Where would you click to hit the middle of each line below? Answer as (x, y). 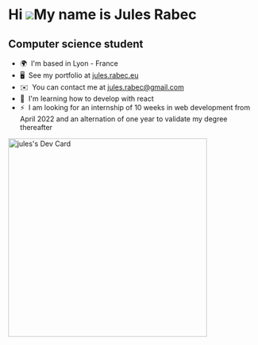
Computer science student (76, 44)
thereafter (36, 127)
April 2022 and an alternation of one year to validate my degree (123, 119)
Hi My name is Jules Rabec (102, 15)
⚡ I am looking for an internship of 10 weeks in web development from (135, 107)
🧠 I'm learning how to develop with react (87, 98)
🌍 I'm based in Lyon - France (69, 63)
